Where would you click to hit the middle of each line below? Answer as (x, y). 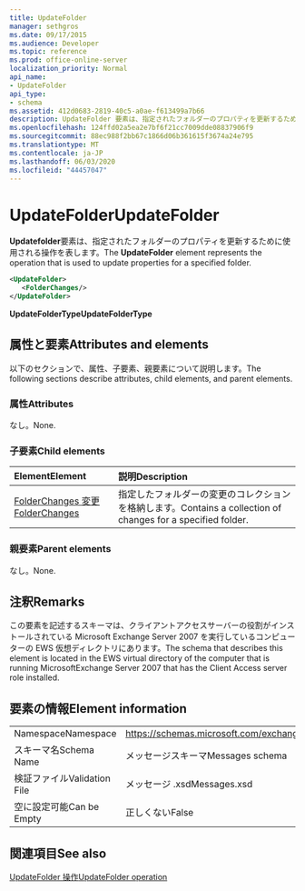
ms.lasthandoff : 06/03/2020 (63, 161)
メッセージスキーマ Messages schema (207, 756)
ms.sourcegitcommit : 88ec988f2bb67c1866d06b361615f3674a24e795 (132, 136)
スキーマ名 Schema (54, 750)
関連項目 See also (58, 853)
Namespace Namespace (65, 734)
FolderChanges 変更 (57, 501)
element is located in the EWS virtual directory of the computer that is (140, 658)
